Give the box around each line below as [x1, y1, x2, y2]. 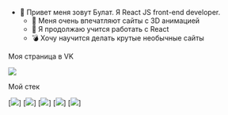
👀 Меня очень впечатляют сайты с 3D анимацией [31, 16, 200, 25]
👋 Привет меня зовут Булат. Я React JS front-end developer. [19, 8, 221, 17]
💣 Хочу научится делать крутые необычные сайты [31, 33, 204, 43]
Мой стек [8, 82, 40, 91]
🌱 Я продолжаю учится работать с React [31, 25, 169, 33]
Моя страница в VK [8, 52, 74, 61]
